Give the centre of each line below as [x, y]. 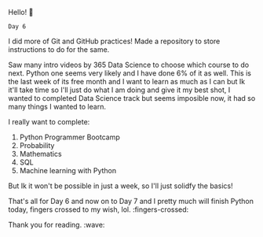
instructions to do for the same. [59, 50]
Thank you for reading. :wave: [57, 225]
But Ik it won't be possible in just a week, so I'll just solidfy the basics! [121, 186]
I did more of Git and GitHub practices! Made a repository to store [114, 41]
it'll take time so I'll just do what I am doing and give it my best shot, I [119, 90]
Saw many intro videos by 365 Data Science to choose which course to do [129, 65]
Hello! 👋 [21, 12]
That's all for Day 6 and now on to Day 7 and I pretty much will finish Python [131, 201]
